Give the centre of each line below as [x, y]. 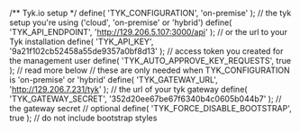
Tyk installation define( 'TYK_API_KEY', [82, 41]
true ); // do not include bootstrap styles [83, 118]
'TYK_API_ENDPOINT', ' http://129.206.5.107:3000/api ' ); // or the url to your [149, 32]
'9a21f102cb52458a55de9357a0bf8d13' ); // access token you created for [146, 51]
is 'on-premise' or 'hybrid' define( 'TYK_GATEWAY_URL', [114, 79]
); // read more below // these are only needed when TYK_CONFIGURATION [150, 70]
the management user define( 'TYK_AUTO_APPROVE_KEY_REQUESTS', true [150, 61]
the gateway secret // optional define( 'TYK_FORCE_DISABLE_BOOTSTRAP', [150, 108]
